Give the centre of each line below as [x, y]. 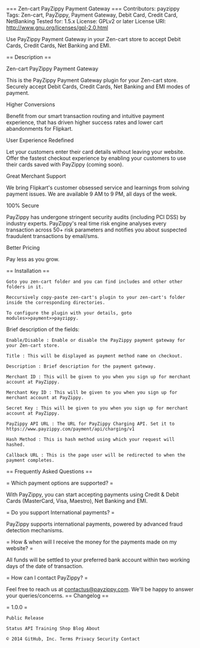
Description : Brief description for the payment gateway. [81, 366]
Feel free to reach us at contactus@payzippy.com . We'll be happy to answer [100, 589]
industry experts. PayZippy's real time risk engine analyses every [86, 223]
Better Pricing [23, 248]
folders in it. [25, 287]
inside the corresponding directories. [56, 303]
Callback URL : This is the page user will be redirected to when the [96, 455]
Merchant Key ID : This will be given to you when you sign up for [92, 393]
